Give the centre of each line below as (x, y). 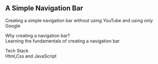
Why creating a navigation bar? (38, 35)
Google (13, 26)
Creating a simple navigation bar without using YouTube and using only (79, 20)
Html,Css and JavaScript (31, 56)
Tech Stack (17, 50)
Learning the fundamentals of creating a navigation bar (63, 41)
